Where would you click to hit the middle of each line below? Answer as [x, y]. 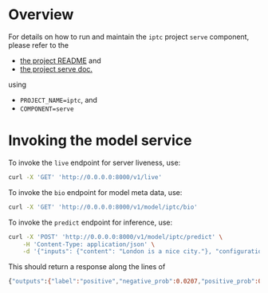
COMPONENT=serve [47, 109]
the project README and [60, 61]
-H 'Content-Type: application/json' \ [89, 244]
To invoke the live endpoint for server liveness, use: [95, 162]
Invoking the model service [100, 141]
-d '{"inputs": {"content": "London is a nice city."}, [118, 252]
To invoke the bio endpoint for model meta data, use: [95, 192]
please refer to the [39, 45]
